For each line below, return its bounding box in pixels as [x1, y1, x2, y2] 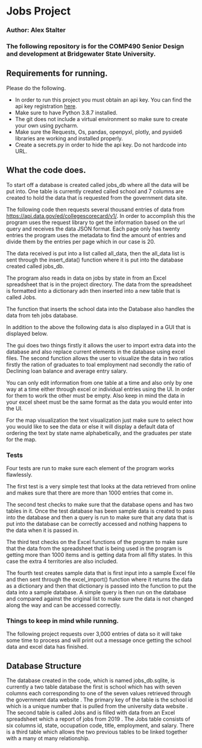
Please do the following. [6, 84, 66, 91]
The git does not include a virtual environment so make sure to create [14, 115, 188, 122]
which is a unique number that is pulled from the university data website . [6, 703, 189, 710]
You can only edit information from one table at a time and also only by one [6, 379, 193, 386]
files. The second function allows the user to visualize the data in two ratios [6, 354, 194, 361]
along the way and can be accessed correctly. [6, 601, 121, 609]
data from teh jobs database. [6, 312, 78, 319]
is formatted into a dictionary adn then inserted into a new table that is [6, 287, 181, 294]
